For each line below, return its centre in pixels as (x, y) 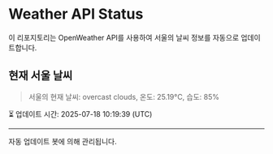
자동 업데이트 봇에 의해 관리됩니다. (63, 141)
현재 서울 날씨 (41, 76)
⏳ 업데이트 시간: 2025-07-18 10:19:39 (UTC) (80, 113)
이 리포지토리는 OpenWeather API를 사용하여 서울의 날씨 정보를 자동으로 (124, 37)
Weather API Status (76, 14)
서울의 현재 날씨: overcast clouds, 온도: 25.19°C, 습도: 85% (124, 96)
